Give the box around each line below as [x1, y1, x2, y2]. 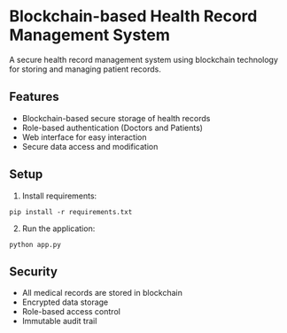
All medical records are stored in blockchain [21, 288, 183, 298]
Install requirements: [21, 190, 97, 201]
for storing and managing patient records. [9, 64, 161, 74]
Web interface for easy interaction [21, 131, 147, 143]
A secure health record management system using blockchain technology [9, 54, 279, 65]
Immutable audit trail [21, 316, 97, 327]
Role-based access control [21, 306, 121, 317]
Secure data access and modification [21, 141, 159, 151]
